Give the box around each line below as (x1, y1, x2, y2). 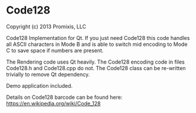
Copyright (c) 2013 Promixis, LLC (6, 23, 87, 30)
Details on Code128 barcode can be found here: (6, 94, 123, 101)
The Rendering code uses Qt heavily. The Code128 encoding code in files (6, 58, 185, 65)
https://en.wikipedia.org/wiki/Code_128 (6, 99, 101, 107)
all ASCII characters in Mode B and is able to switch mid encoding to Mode (6, 41, 188, 48)
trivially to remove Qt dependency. (6, 71, 90, 78)
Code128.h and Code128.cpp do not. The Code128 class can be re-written (6, 64, 186, 71)
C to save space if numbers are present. (6, 46, 104, 54)
